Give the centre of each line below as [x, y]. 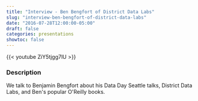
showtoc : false [25, 40]
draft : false [23, 29]
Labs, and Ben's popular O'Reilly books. [56, 92]
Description [24, 72]
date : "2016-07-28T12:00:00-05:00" [51, 23]
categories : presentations [40, 34]
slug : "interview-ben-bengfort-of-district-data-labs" [76, 17]
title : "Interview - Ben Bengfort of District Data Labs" [80, 12]
